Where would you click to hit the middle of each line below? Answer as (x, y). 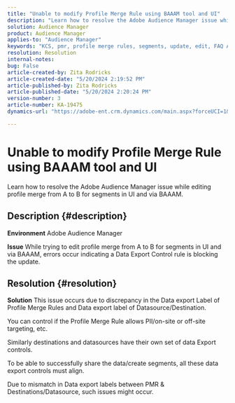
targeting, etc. (27, 329)
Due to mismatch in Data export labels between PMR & (86, 384)
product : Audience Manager (47, 33)
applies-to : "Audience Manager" (54, 40)
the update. (24, 261)
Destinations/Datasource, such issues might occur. (80, 392)
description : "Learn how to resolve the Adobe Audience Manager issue (112, 20)
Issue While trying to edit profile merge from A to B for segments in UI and (114, 247)
